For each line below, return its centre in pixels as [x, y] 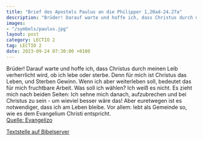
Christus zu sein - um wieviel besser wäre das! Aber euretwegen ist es [94, 100]
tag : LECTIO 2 [24, 46]
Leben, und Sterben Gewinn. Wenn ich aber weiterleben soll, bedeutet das [99, 81]
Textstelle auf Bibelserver [38, 131]
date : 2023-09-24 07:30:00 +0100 [48, 51]
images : [16, 23]
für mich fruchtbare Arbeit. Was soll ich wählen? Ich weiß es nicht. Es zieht [99, 88]
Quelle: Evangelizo [29, 120]
